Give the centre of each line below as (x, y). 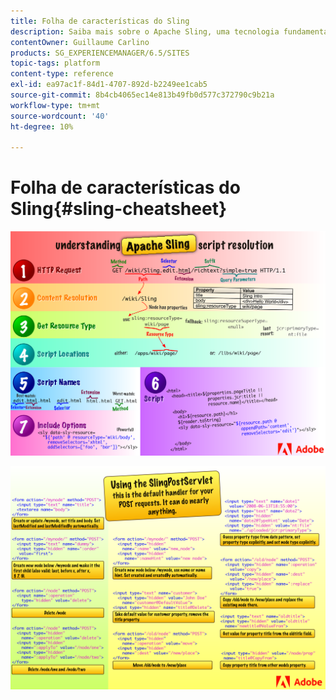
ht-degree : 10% (42, 126)
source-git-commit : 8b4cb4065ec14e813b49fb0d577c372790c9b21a (142, 95)
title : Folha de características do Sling (100, 21)
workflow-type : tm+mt (55, 105)
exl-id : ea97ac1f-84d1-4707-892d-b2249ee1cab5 (109, 85)
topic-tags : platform (55, 63)
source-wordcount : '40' (60, 116)
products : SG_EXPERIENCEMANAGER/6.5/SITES (100, 53)
